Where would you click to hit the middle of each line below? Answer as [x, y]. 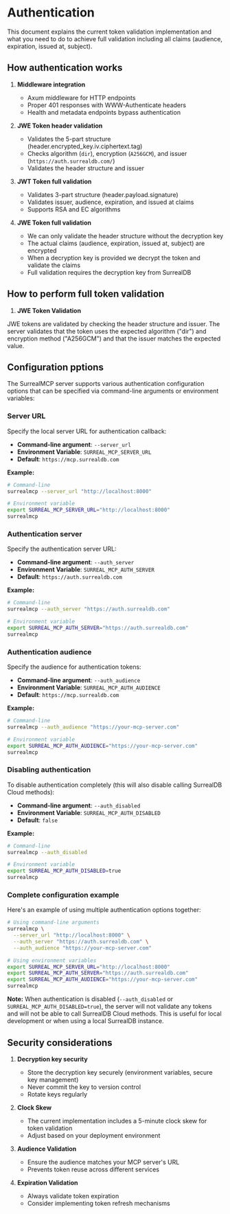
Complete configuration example [63, 895]
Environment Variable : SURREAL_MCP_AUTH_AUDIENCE [89, 687]
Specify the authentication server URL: [62, 549]
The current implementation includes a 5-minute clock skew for [117, 1121]
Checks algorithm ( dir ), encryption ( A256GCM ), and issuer [107, 153]
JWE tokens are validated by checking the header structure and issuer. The [114, 323]
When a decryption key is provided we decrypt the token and [114, 257]
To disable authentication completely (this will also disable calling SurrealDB [115, 785]
